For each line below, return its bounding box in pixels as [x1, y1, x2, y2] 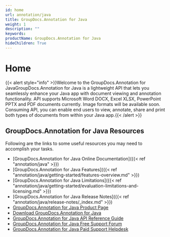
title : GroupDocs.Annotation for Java [5, 17, 87, 22]
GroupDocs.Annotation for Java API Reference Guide [12, 215, 124, 221]
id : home [5, 7, 24, 13]
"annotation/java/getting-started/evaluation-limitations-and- [12, 182, 139, 189]
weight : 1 [5, 21, 26, 27]
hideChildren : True [5, 41, 47, 46]
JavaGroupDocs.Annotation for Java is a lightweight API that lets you [5, 85, 150, 91]
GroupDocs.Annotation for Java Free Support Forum [12, 220, 122, 227]
